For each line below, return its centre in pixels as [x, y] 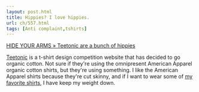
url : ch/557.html [28, 23]
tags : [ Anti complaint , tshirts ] [46, 29]
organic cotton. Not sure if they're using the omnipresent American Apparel [99, 64]
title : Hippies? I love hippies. [48, 17]
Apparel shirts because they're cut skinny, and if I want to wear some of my [99, 76]
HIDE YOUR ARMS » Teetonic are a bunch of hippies [71, 46]
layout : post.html [29, 12]
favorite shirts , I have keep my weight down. [61, 83]
